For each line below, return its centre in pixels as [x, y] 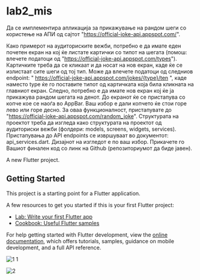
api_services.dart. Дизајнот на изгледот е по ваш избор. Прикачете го [95, 142]
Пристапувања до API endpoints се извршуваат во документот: [87, 135]
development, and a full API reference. [54, 247]
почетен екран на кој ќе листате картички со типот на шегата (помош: [97, 52]
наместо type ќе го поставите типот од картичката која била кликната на [100, 84]
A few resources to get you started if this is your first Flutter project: [90, 205]
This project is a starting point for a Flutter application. [73, 193]
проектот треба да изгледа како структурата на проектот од [84, 122]
